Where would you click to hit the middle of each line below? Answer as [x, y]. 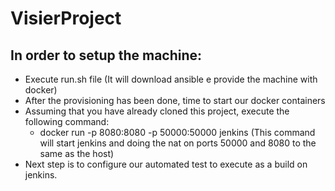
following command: [67, 121]
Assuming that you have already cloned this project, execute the [157, 111]
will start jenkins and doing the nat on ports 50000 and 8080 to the [178, 143]
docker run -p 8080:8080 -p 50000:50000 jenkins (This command [177, 132]
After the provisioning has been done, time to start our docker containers [175, 100]
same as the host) [77, 153]
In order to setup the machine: [106, 55]
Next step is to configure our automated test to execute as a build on [166, 164]
